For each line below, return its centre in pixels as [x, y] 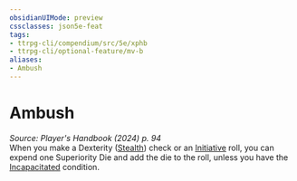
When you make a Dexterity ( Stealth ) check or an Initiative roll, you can [142, 148]
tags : [19, 34]
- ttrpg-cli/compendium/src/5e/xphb [78, 43]
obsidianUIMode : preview [56, 18]
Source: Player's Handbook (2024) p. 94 [85, 138]
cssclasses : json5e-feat [56, 26]
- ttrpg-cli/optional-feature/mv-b [77, 52]
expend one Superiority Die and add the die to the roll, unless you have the [149, 157]
